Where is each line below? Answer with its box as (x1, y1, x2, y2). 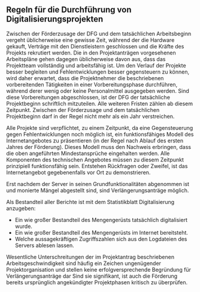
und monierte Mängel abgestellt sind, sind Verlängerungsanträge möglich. (6, 187, 189, 194)
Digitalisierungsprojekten (6, 14, 104, 25)
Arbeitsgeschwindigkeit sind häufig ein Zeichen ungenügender (6, 260, 162, 267)
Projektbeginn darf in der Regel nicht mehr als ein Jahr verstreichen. (6, 112, 175, 120)
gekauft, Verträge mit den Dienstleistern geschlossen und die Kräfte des (6, 42, 184, 50)
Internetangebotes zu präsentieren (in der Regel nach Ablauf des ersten (6, 137, 184, 144)
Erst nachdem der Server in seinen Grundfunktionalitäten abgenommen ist (6, 180, 190, 187)
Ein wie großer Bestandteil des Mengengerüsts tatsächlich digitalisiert (14, 216, 187, 223)
